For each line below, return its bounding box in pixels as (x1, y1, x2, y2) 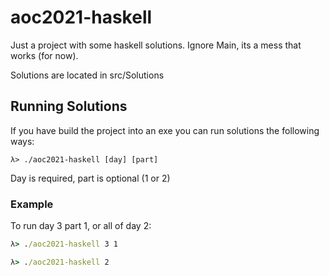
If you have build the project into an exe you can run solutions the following (10, 124, 320, 136)
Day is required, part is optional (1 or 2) (10, 172, 171, 184)
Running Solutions (10, 98, 128, 115)
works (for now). (10, 49, 79, 61)
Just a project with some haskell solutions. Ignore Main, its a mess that (10, 39, 302, 51)
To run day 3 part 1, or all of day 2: (10, 220, 152, 232)
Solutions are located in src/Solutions (10, 69, 165, 81)
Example (10, 197, 54, 211)
